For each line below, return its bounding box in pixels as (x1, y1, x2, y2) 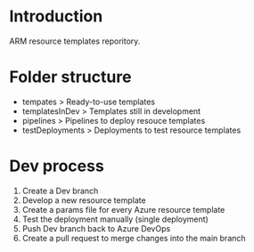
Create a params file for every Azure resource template (21, 204, 225, 215)
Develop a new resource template (21, 194, 146, 206)
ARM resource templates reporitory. (9, 36, 141, 46)
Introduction (9, 6, 103, 27)
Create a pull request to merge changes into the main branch (21, 232, 247, 243)
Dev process (9, 156, 104, 176)
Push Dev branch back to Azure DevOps (21, 223, 171, 233)
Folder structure (9, 67, 132, 87)
